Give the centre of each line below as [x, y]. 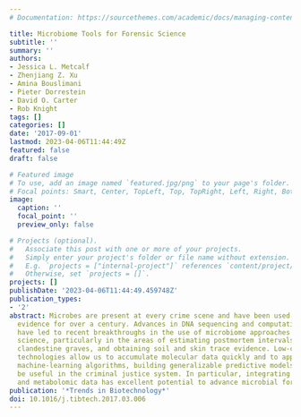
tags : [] [26, 117]
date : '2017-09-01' [46, 134]
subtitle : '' [34, 42]
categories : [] [38, 125]
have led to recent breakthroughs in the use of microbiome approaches [154, 332]
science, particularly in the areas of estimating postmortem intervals [156, 341]
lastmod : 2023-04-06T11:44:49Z [68, 142]
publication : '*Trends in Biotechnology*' [90, 390]
